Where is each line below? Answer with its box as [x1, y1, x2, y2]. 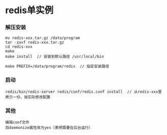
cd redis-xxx [5, 44, 33, 49]
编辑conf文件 [5, 120, 30, 125]
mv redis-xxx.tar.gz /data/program [5, 36, 80, 41]
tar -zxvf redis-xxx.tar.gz [5, 40, 65, 45]
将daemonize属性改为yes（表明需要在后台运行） [5, 125, 93, 130]
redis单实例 [5, 5, 54, 16]
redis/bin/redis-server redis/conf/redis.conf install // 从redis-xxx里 [5, 89, 162, 94]
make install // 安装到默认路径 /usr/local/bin [5, 54, 104, 59]
